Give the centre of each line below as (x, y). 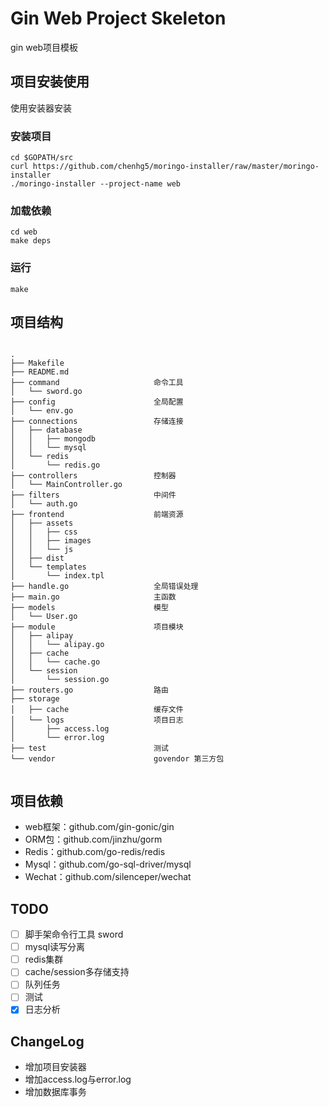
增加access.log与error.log (78, 1079)
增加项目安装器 (55, 1067)
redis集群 (44, 959)
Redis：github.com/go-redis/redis (95, 852)
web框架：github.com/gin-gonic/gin (99, 827)
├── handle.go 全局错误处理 (104, 587)
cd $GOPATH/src (42, 158)
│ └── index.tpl (57, 576)
